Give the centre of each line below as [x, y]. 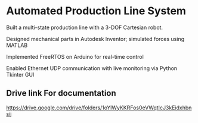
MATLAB [17, 45]
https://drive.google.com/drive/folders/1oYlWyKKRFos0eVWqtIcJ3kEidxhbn [99, 108]
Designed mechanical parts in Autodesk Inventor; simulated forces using [95, 39]
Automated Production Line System [96, 11]
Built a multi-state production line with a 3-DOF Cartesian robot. [84, 27]
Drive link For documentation [61, 93]
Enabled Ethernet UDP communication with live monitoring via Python [92, 68]
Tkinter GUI [20, 74]
